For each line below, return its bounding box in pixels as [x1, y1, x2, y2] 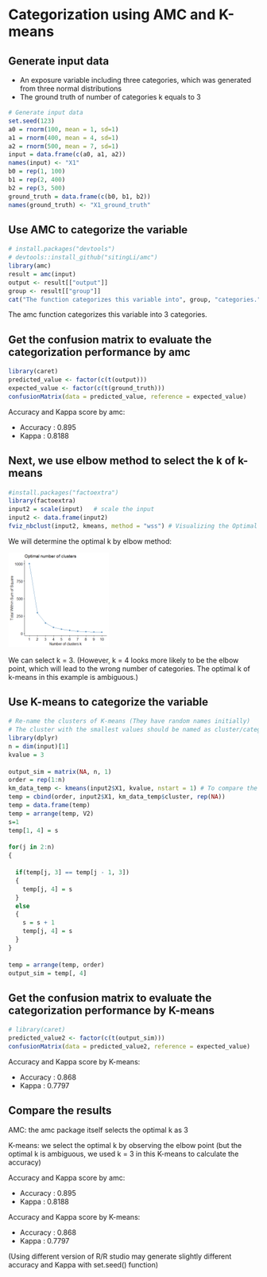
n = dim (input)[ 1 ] [8, 742, 69, 750]
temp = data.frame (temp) [8, 802, 91, 810]
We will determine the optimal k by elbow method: [8, 536, 172, 546]
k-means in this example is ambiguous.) [8, 672, 139, 681]
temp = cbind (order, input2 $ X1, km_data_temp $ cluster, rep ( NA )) [8, 793, 226, 801]
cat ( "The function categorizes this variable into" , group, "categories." [8, 295, 261, 303]
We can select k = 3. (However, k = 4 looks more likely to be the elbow [8, 655, 239, 665]
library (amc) [8, 262, 52, 270]
